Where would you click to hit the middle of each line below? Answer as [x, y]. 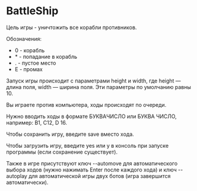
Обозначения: [24, 39]
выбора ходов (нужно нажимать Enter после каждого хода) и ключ [91, 170]
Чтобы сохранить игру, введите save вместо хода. [70, 134]
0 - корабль [30, 50]
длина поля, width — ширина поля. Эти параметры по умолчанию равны [99, 87]
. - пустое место [35, 63]
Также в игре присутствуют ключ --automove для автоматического [92, 163]
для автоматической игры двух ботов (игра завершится [100, 176]
